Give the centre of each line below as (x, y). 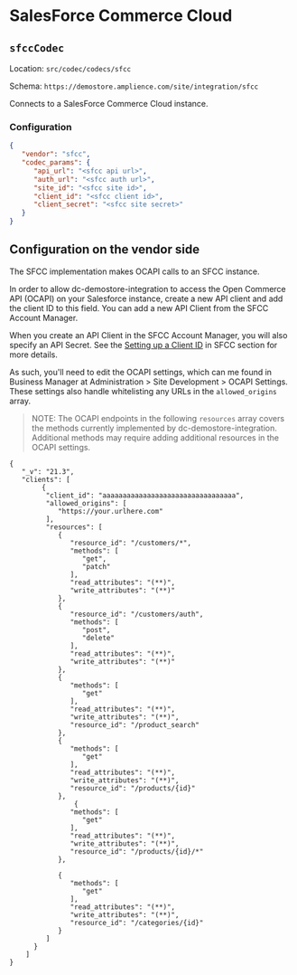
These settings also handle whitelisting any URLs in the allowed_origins (143, 391)
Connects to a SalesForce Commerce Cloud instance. (109, 104)
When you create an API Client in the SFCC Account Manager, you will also (148, 335)
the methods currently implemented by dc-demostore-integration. (154, 428)
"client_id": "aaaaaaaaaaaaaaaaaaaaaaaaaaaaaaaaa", (145, 495)
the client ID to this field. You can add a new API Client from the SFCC (139, 308)
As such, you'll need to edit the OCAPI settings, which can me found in (141, 372)
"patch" (96, 566)
